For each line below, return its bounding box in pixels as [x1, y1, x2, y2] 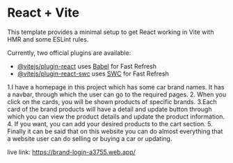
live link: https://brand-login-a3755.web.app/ [7, 148, 136, 156]
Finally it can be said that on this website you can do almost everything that [7, 127, 223, 135]
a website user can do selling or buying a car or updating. [7, 134, 172, 143]
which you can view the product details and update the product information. [7, 112, 225, 121]
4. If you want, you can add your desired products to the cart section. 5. [7, 119, 214, 128]
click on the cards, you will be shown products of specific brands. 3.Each [7, 97, 217, 105]
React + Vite [7, 5, 80, 21]
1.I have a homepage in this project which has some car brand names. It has [7, 83, 225, 91]
